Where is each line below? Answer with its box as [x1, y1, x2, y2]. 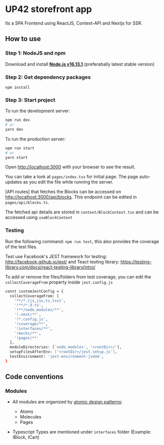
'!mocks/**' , [14, 331, 41, 336]
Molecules [19, 414, 41, 420]
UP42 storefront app [5, 4, 92, 15]
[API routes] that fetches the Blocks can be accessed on [5, 189, 121, 195]
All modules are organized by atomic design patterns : [12, 399, 122, 405]
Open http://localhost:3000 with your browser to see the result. [5, 164, 136, 170]
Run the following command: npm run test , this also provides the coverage [5, 238, 159, 244]
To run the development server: [5, 108, 70, 114]
